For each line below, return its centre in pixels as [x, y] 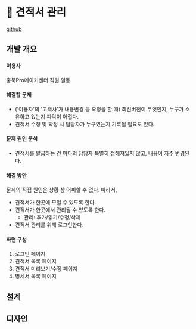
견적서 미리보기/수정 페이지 [46, 269]
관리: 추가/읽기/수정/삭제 [52, 218]
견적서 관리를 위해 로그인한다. [49, 225]
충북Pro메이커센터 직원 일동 [38, 80]
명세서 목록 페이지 [35, 276]
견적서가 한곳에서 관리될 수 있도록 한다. [60, 210]
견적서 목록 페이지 [35, 261]
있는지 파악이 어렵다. [55, 116]
